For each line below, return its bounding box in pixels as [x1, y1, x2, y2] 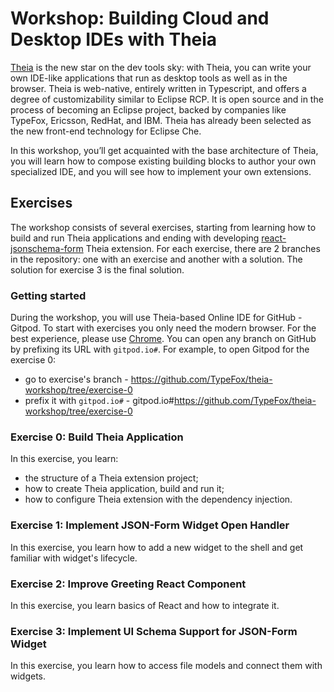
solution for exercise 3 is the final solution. [10, 263, 185, 276]
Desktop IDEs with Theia [10, 28, 218, 51]
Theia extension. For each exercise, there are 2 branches [85, 242, 321, 254]
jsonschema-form [10, 242, 84, 254]
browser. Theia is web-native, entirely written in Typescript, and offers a [10, 82, 307, 94]
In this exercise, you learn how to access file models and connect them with [10, 660, 323, 672]
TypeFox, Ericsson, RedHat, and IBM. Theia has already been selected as [10, 114, 312, 126]
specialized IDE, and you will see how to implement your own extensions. [10, 165, 312, 177]
